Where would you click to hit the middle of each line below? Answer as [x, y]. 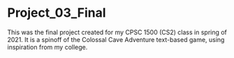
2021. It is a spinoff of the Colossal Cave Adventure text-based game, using [116, 39]
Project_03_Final [57, 13]
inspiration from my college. [47, 47]
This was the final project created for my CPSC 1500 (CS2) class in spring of [117, 32]
